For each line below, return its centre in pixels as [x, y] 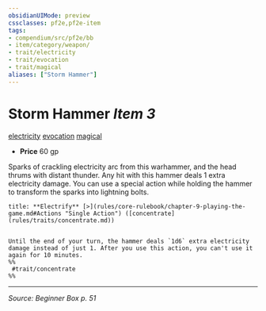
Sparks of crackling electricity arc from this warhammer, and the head [122, 167]
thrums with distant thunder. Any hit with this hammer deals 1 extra [117, 175]
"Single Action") [93, 213]
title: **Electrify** [44, 206]
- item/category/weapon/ [49, 45]
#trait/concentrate [44, 269]
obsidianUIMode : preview [49, 15]
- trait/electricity [42, 52]
